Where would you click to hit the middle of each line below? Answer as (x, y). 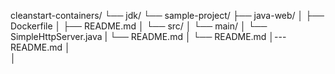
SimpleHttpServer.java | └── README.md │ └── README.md (138, 36)
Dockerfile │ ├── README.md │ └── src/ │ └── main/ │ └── (139, 26)
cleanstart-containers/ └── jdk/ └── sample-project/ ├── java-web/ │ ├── (167, 15)
